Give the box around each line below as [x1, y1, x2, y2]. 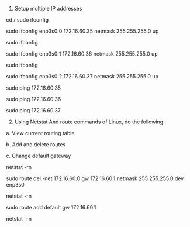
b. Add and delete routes [6, 141, 66, 148]
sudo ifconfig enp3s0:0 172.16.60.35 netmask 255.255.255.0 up [6, 27, 159, 35]
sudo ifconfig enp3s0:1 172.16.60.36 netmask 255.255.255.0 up [6, 50, 158, 57]
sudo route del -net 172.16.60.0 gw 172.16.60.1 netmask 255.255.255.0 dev [6, 175, 184, 182]
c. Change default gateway [6, 152, 71, 159]
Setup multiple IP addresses [14, 5, 82, 12]
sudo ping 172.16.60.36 [6, 96, 61, 102]
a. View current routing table [6, 130, 75, 136]
